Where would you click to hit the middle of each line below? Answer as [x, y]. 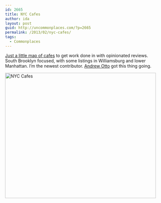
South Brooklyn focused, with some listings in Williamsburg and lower [76, 61]
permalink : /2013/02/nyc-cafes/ [38, 32]
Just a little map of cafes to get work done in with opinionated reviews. [77, 55]
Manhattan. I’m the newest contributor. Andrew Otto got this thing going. [78, 66]
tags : [11, 37]
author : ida [17, 19]
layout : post [18, 23]
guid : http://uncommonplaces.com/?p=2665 [48, 28]
